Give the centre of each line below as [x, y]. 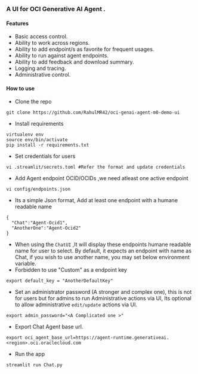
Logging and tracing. [41, 68]
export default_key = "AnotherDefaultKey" [60, 281]
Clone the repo [33, 102]
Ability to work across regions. [52, 43]
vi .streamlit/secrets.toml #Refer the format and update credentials [96, 167]
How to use [20, 88]
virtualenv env [25, 135]
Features [17, 23]
